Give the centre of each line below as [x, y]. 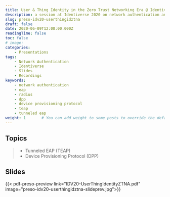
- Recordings [28, 76]
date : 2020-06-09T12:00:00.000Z [39, 29]
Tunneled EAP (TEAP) [48, 151]
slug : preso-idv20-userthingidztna [43, 19]
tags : [11, 57]
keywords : [16, 80]
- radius [24, 94]
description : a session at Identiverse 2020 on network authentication [82, 15]
